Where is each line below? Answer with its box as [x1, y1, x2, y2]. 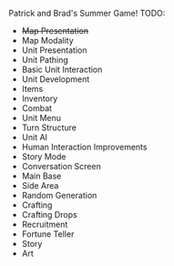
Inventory [21, 93, 58, 104]
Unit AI [21, 132, 47, 142]
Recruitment [21, 219, 68, 230]
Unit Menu [21, 113, 61, 123]
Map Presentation [21, 26, 88, 36]
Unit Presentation [21, 45, 87, 56]
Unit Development [21, 74, 90, 85]
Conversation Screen [21, 161, 101, 171]
